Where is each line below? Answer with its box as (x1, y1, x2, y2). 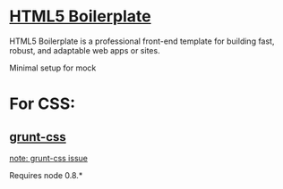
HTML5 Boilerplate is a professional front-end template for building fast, (9, 36, 275, 46)
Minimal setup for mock (9, 62, 97, 73)
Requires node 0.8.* (9, 169, 83, 180)
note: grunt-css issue (9, 152, 88, 163)
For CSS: (9, 94, 76, 114)
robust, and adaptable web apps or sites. (9, 45, 160, 55)
